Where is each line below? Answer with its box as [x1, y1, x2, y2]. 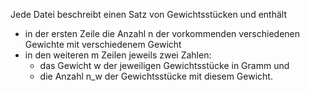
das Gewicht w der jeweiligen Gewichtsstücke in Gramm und [39, 60, 290, 71]
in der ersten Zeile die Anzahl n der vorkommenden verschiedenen [24, 28, 300, 39]
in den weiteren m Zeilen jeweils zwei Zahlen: [24, 49, 212, 61]
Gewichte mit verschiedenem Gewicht [24, 39, 182, 50]
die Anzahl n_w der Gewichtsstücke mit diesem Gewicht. [39, 70, 273, 82]
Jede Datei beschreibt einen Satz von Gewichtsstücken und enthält [10, 9, 287, 20]
